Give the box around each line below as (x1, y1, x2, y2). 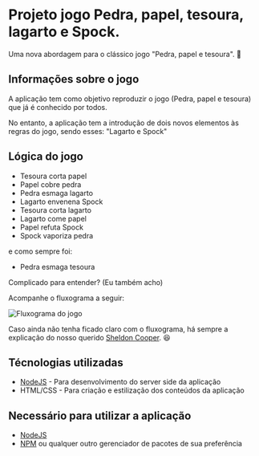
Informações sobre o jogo (8, 72, 140, 86)
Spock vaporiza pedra (19, 230, 94, 240)
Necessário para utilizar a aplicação (8, 409, 192, 422)
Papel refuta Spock (19, 222, 84, 232)
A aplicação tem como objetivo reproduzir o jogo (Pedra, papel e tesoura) (8, 94, 252, 104)
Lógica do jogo (8, 150, 84, 164)
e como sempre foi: (8, 246, 73, 256)
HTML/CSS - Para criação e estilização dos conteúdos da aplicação (19, 385, 245, 395)
